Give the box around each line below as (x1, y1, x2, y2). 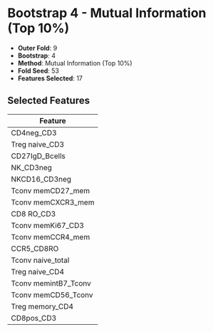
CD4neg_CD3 (11, 128, 57, 138)
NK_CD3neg (11, 162, 52, 172)
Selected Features (7, 95, 90, 107)
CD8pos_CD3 (11, 313, 57, 323)
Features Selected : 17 (17, 73, 83, 83)
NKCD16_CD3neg (11, 174, 72, 184)
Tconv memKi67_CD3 (11, 220, 84, 230)
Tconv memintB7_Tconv (11, 278, 91, 288)
